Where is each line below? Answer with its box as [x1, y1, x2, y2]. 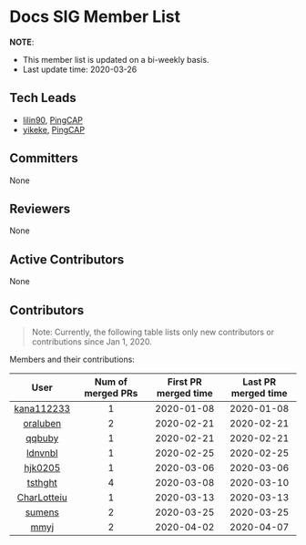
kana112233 [14, 403, 71, 415]
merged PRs [84, 387, 138, 399]
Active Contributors [9, 252, 125, 267]
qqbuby [25, 432, 59, 444]
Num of [94, 375, 127, 388]
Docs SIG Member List [9, 6, 181, 27]
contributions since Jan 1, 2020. [31, 336, 152, 347]
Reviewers [9, 201, 71, 216]
